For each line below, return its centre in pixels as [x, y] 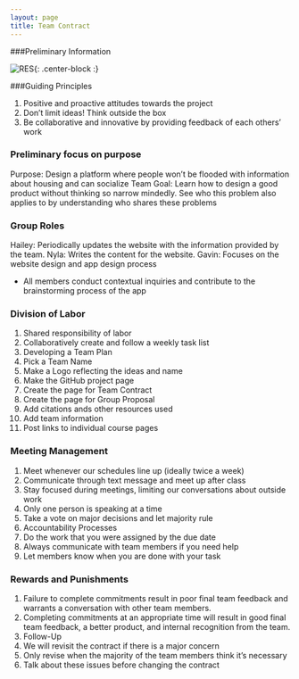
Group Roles [37, 226]
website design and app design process [83, 264]
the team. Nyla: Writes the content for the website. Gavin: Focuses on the [145, 254]
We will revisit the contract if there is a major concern [121, 646]
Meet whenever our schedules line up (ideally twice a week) [133, 470]
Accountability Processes [70, 527]
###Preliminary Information [61, 51]
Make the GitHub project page [79, 381]
